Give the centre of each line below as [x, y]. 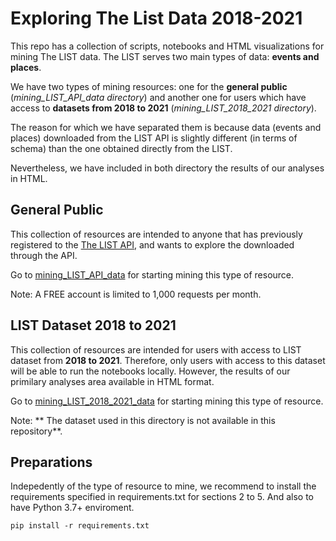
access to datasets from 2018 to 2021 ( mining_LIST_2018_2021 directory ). [163, 108]
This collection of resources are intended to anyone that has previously [156, 234]
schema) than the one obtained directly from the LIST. [121, 148]
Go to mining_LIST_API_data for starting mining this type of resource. [152, 274]
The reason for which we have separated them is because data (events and [166, 127]
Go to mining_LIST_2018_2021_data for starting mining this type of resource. [167, 401]
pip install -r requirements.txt [80, 526]
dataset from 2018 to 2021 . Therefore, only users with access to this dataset [168, 360]
